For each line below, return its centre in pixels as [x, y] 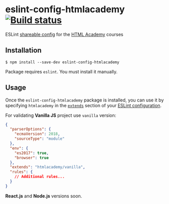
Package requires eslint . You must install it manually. [62, 71]
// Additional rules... [40, 177]
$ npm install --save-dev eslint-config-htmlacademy [62, 62]
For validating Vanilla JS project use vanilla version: [61, 115]
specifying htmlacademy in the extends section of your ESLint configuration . [83, 105]
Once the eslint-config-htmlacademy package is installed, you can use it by [84, 100]
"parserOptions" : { [31, 129]
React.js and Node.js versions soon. [44, 196]
